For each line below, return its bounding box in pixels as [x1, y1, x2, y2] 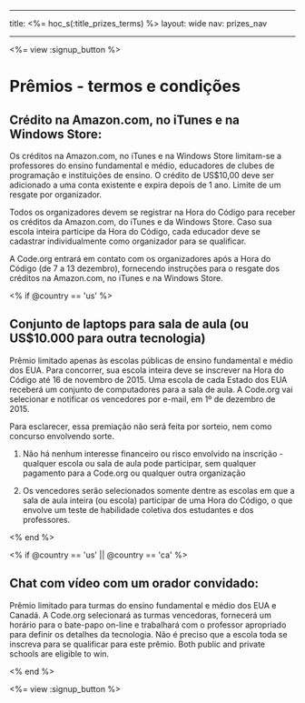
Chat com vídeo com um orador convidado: [9, 576, 260, 591]
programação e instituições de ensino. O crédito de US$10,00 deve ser [9, 170, 275, 180]
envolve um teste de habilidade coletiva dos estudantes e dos [22, 504, 254, 515]
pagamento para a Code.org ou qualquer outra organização [22, 467, 246, 478]
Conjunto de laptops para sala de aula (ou [9, 316, 250, 332]
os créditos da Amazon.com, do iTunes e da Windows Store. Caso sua [9, 216, 272, 227]
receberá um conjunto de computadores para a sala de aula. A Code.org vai [9, 384, 293, 395]
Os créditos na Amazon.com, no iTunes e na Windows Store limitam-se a [9, 151, 282, 161]
